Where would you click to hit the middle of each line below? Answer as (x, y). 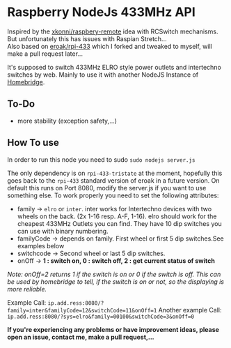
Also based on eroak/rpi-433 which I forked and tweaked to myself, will (110, 46)
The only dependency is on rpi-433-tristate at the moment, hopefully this (115, 173)
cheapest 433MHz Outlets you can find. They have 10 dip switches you (119, 223)
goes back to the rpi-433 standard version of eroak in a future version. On (114, 180)
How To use (33, 143)
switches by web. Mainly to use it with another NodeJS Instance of (103, 75)
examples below (41, 245)
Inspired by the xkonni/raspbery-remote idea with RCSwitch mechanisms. (113, 31)
